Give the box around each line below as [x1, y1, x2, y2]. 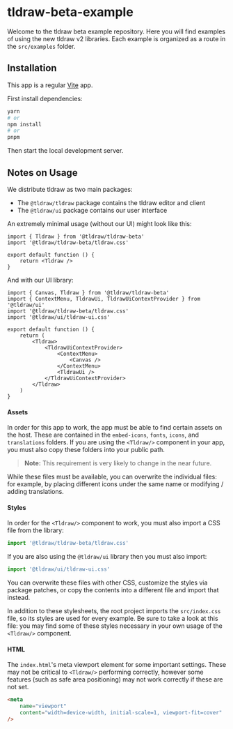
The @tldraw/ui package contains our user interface [17, 206, 168, 214]
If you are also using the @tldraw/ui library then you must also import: [7, 553, 207, 561]
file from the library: [7, 526, 64, 534]
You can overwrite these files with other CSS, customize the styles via [7, 578, 208, 587]
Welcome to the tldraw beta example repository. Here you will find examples [7, 27, 226, 36]
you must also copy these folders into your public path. [7, 446, 166, 454]
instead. [7, 594, 31, 602]
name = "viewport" [19, 702, 67, 710]
